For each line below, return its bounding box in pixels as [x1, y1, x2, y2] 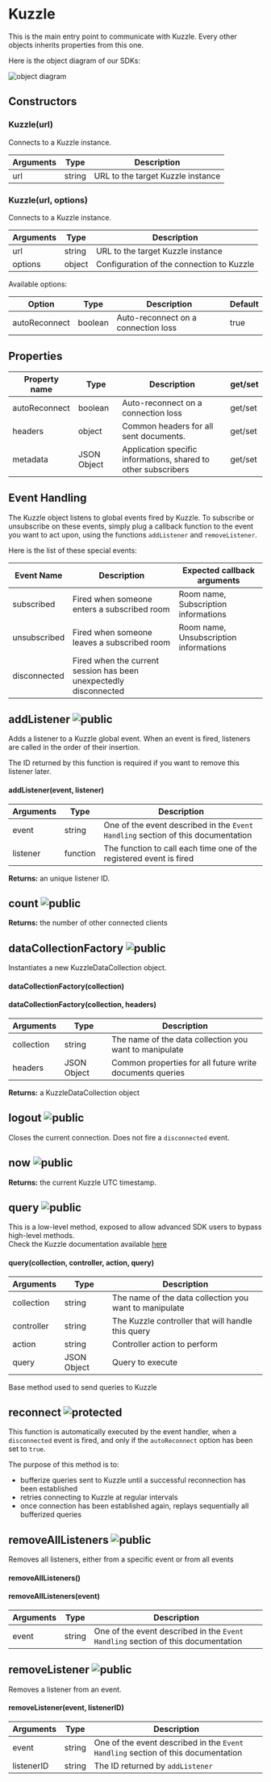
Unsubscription [178, 631, 237, 642]
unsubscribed [12, 631, 65, 642]
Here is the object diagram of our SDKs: [8, 56, 141, 65]
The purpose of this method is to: [8, 1460, 119, 1470]
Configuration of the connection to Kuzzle [95, 258, 255, 270]
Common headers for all [122, 420, 214, 432]
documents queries [111, 1067, 186, 1078]
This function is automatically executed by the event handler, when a [8, 1427, 236, 1437]
